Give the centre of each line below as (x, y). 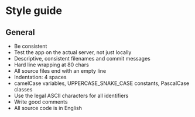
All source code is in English (48, 108)
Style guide (34, 11)
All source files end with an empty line (60, 71)
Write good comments (41, 102)
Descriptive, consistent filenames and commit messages (82, 58)
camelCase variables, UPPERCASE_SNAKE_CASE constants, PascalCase (102, 83)
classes (23, 89)
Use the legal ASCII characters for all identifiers (71, 95)
